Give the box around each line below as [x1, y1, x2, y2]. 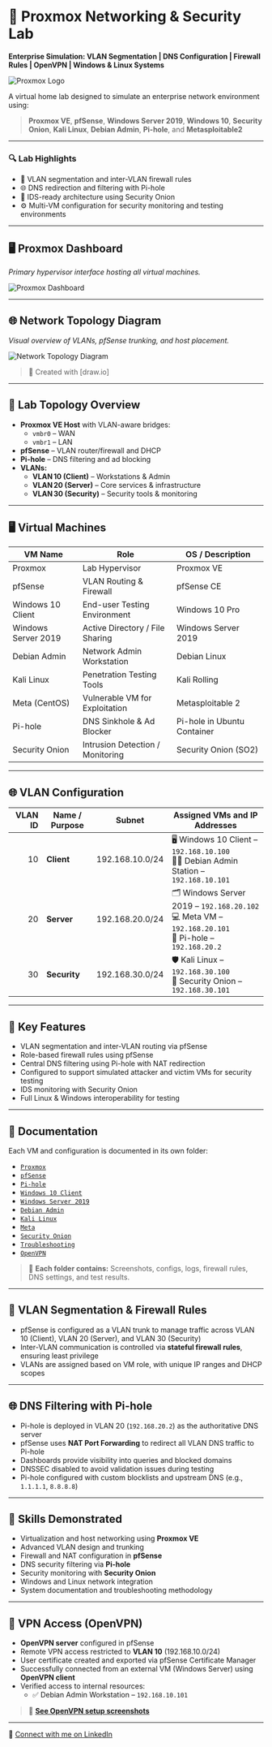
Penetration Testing [82, 669, 157, 680]
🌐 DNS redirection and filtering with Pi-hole [19, 183, 166, 193]
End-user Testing [82, 599, 150, 610]
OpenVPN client [19, 1672, 75, 1683]
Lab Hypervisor [82, 563, 142, 574]
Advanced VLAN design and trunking [19, 1542, 144, 1552]
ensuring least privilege [19, 1351, 99, 1361]
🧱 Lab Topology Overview [8, 398, 140, 412]
